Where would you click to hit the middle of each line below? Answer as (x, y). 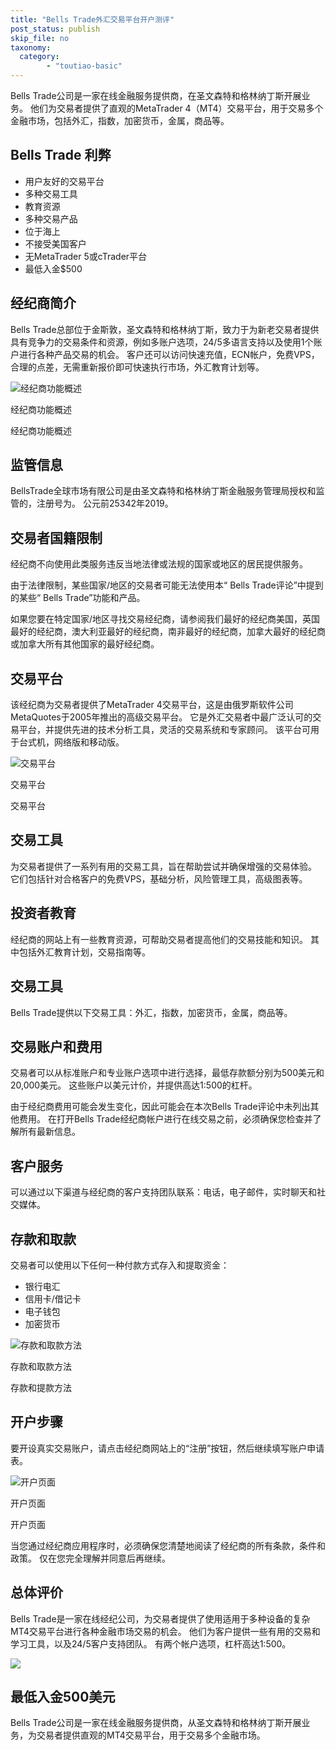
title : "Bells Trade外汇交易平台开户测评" (92, 19)
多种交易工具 (51, 193)
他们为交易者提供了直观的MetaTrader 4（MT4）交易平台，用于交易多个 (176, 108)
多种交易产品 (51, 218)
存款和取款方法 (41, 1366)
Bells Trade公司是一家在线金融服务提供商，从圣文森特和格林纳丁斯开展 (156, 1723)
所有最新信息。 (49, 1132)
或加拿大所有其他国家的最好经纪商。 (85, 644)
